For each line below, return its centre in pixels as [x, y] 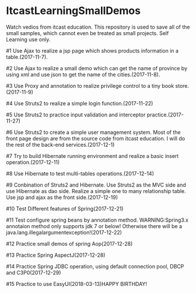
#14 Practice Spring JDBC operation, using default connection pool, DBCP [95, 266]
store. [182, 85]
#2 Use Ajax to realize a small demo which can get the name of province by [97, 68]
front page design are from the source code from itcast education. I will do [96, 138]
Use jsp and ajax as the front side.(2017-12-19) [62, 197]
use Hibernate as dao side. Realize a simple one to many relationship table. [96, 191]
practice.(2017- [165, 115]
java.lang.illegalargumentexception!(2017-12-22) [64, 232]
